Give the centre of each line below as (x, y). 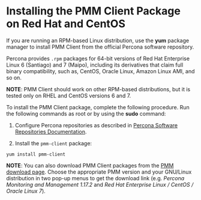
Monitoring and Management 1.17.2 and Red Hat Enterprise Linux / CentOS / (100, 184)
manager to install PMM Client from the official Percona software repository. (100, 47)
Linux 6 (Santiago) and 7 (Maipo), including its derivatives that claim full (95, 65)
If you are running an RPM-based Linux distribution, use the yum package (98, 40)
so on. (14, 77)
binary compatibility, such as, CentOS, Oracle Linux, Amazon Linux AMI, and (100, 71)
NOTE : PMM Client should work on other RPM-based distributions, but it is (98, 89)
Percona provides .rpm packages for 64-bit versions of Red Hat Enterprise (98, 58)
